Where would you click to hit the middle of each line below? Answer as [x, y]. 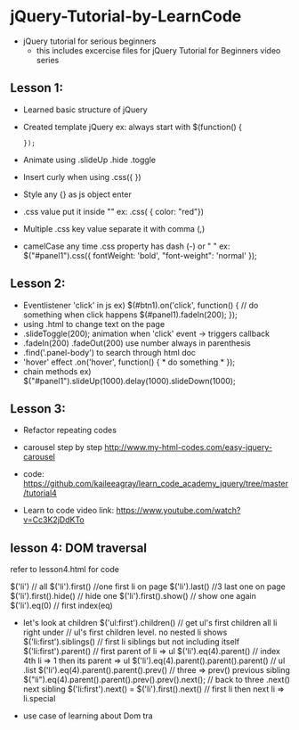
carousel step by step [63, 447]
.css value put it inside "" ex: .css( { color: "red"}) [113, 211]
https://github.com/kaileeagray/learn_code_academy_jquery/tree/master [155, 484]
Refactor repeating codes [69, 431]
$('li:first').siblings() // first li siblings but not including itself [131, 642]
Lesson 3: [38, 409]
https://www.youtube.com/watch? [178, 511]
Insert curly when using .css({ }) [82, 176]
